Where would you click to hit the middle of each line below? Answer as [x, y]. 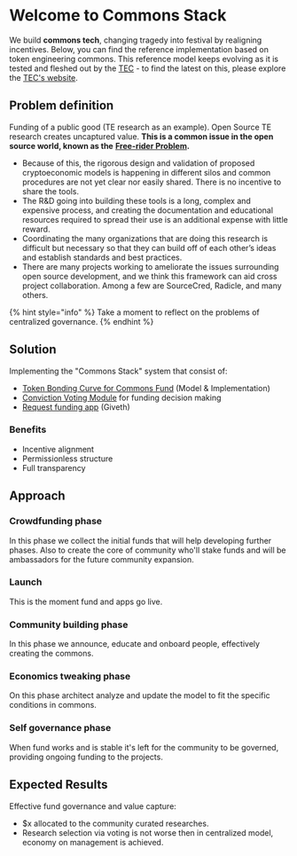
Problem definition [62, 106]
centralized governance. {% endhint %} [82, 321]
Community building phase [69, 624]
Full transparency [54, 467]
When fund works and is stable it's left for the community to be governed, [144, 747]
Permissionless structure [67, 459]
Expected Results [59, 785]
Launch [26, 582]
